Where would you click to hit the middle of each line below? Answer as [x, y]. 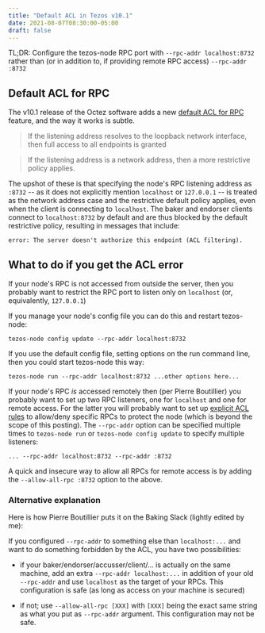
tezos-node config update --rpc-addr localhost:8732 [97, 339]
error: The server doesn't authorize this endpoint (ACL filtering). [126, 240]
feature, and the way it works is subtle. [71, 121]
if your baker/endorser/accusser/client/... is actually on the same [125, 565]
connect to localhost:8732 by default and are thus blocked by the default [128, 217]
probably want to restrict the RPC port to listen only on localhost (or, [121, 292]
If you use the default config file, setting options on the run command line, [129, 353]
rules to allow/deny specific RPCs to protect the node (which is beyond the [131, 416]
